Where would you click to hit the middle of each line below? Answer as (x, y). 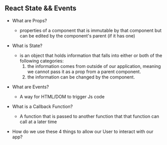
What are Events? (30, 87)
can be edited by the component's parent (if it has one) (77, 35)
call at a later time (38, 122)
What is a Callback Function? (42, 106)
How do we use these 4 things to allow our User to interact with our (82, 131)
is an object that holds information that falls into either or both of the (91, 55)
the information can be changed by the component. (81, 77)
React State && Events (41, 8)
